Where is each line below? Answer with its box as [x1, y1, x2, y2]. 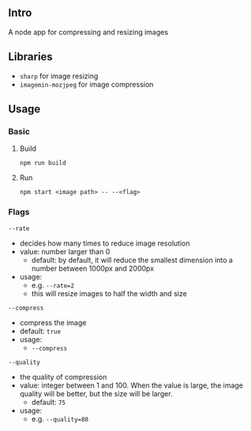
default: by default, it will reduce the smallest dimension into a [31, 255, 233, 264]
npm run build [19, 159, 66, 167]
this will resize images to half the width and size [31, 288, 187, 298]
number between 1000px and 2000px [31, 264, 155, 273]
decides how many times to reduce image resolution [19, 238, 190, 248]
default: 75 [31, 397, 66, 407]
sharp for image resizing [19, 71, 99, 81]
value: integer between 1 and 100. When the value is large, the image [19, 380, 243, 390]
